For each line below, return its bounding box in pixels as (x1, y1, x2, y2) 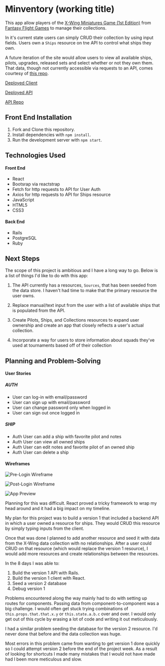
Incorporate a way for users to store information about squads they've (12, 337, 155, 343)
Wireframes (5, 460, 31, 467)
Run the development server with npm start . (12, 137, 102, 143)
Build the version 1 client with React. (12, 575, 86, 581)
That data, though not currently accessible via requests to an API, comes (5, 65, 153, 71)
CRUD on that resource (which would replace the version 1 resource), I (5, 546, 148, 552)
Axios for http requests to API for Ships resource (12, 191, 111, 198)
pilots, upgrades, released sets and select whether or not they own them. (5, 60, 154, 66)
